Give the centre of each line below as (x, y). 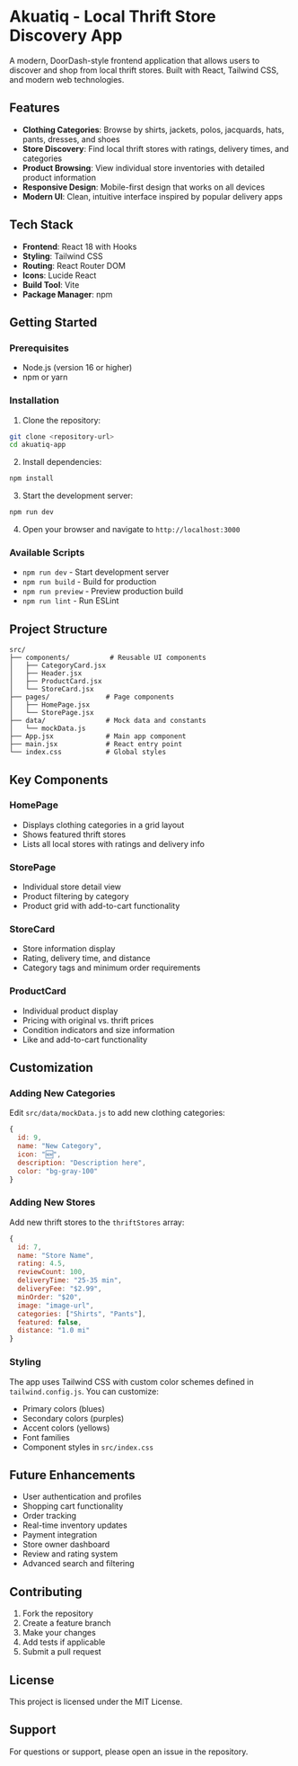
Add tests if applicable (64, 1642)
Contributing (46, 1592)
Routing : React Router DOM (74, 265)
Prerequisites (39, 348)
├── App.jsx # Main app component (98, 736)
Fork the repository (58, 1614)
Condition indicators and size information (98, 1030)
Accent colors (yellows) (66, 1428)
